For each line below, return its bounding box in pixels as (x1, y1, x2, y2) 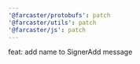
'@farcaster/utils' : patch (8, 19, 97, 27)
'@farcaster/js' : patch (8, 26, 87, 34)
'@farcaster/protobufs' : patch (8, 11, 111, 20)
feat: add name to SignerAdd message (8, 48, 133, 57)
